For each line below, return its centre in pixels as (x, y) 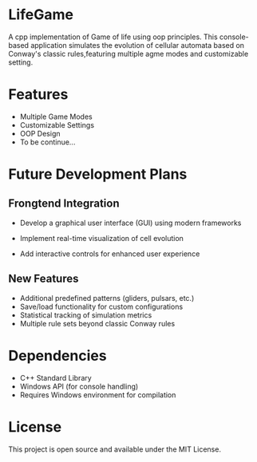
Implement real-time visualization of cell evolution (101, 238)
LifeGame (41, 15)
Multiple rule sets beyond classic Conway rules (97, 323)
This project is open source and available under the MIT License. (115, 449)
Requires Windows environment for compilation (98, 395)
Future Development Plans (98, 174)
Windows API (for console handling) (79, 386)
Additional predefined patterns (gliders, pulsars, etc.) (107, 298)
